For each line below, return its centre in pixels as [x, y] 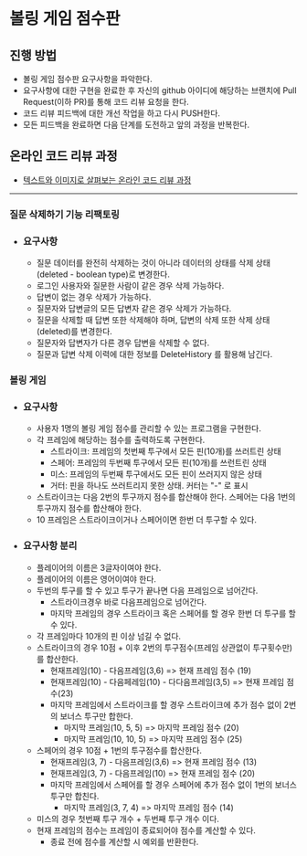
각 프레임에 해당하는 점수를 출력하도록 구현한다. [121, 440]
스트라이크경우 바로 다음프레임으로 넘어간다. [128, 602]
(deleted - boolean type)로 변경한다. [103, 274]
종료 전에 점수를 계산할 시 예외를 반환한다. [124, 841]
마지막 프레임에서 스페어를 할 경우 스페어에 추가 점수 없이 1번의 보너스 [173, 784]
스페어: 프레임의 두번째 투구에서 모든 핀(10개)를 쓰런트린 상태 [158, 463]
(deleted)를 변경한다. [74, 332]
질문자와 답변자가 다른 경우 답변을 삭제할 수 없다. [123, 343]
